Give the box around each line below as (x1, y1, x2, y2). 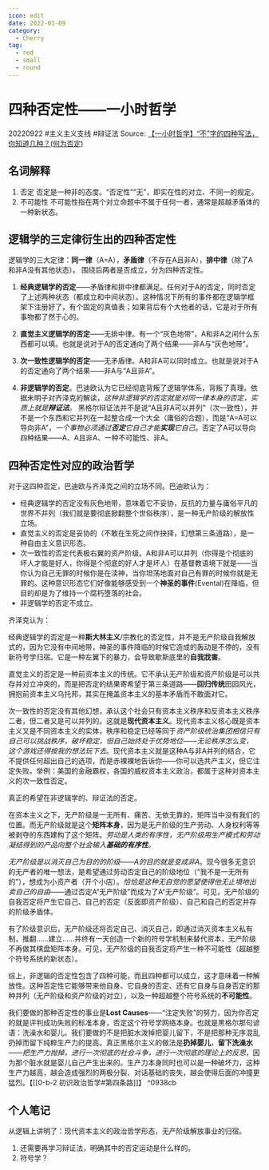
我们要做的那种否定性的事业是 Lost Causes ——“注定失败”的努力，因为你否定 (8, 1008, 259, 1017)
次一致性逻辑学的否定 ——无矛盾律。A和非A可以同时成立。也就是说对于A (19, 356, 259, 366)
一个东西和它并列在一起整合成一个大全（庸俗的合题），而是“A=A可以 (34, 413, 258, 423)
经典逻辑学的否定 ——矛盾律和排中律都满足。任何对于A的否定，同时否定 (19, 282, 256, 292)
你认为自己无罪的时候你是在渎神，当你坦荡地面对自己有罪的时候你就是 (19, 568, 251, 578)
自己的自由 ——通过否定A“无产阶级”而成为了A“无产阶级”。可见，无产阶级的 (14, 887, 259, 897)
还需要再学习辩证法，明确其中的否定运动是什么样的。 (19, 1143, 196, 1152)
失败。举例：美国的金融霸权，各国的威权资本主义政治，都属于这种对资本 (14, 766, 253, 776)
